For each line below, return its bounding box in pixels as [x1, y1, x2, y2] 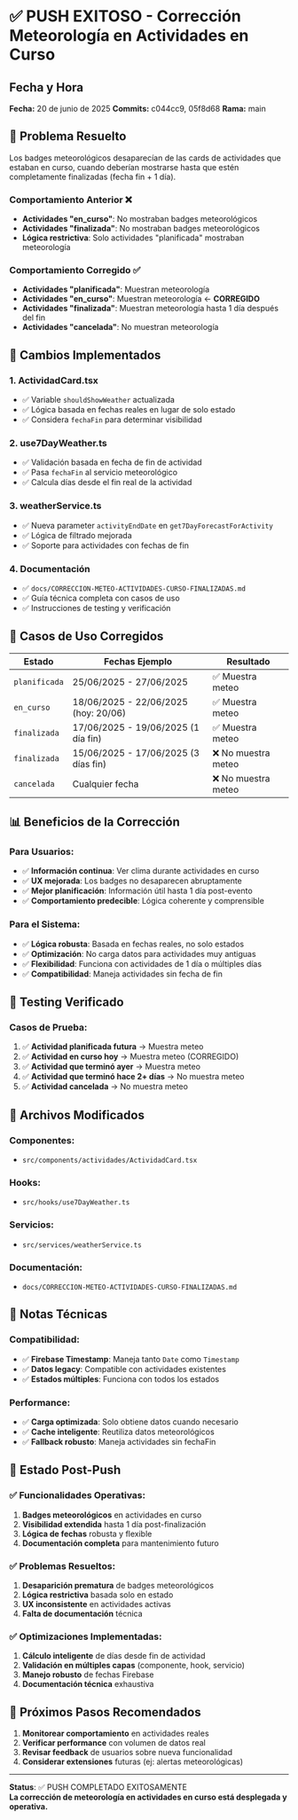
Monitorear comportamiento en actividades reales [21, 1728, 210, 1739]
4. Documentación [9, 562, 90, 575]
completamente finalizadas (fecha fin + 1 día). [9, 171, 176, 182]
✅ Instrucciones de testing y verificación [21, 602, 171, 613]
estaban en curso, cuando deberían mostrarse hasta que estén [9, 161, 239, 172]
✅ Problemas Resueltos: [9, 1559, 116, 1572]
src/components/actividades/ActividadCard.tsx [21, 1156, 198, 1165]
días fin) [72, 757, 106, 770]
